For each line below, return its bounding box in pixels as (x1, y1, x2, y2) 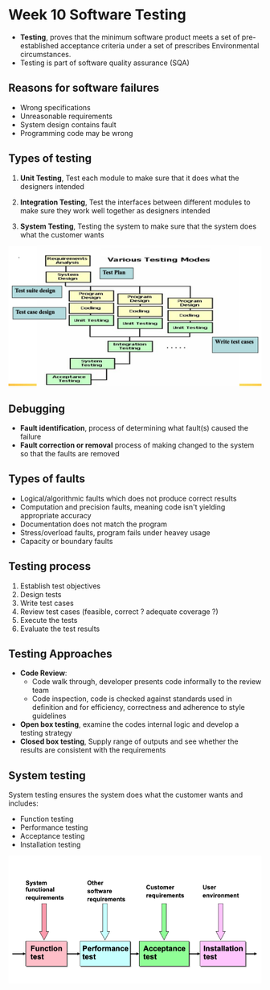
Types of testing (8, 151, 92, 166)
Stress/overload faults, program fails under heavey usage (19, 527, 211, 537)
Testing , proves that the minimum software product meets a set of (19, 32, 240, 42)
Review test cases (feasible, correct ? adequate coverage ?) (19, 606, 219, 617)
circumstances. (19, 49, 72, 59)
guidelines (31, 711, 67, 721)
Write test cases (19, 598, 74, 608)
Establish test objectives (19, 581, 101, 591)
